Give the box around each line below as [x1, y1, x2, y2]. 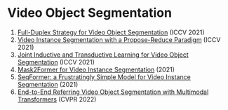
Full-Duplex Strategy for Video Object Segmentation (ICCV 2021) [17, 28, 205, 36]
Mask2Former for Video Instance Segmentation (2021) [17, 65, 175, 74]
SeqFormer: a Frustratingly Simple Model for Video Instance [17, 72, 191, 81]
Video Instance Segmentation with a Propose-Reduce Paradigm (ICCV [17, 35, 221, 43]
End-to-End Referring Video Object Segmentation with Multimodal [17, 88, 209, 96]
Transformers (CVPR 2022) [17, 95, 97, 103]
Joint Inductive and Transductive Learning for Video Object [17, 50, 189, 59]
